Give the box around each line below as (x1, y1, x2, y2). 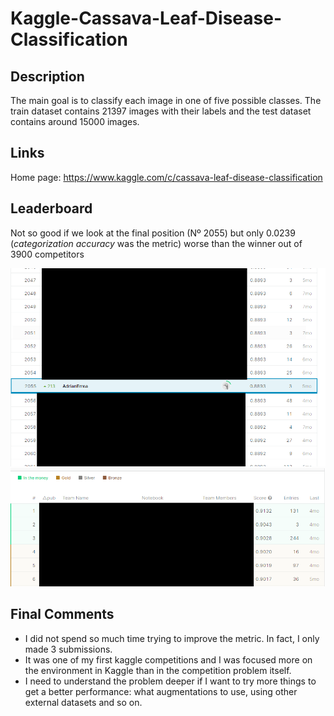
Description (10, 68, 85, 85)
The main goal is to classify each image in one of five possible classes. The (10, 95, 322, 106)
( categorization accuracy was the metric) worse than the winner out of (10, 237, 303, 249)
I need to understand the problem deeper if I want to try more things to (24, 675, 317, 687)
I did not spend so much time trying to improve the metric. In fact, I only (24, 632, 320, 644)
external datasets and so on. (24, 696, 143, 708)
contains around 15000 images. (10, 116, 140, 127)
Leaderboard (10, 200, 93, 217)
